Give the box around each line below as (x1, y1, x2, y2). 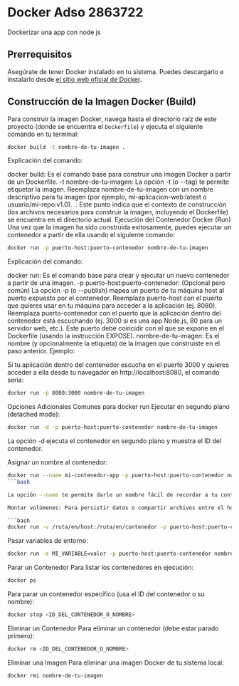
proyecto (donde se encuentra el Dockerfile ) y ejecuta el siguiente (7, 122, 203, 130)
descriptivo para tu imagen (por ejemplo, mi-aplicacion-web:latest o (7, 193, 207, 202)
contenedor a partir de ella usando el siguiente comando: (7, 231, 176, 239)
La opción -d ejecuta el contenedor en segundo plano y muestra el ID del (7, 437, 222, 445)
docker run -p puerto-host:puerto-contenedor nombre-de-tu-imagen (7, 244, 208, 251)
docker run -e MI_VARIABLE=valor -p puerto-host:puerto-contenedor (7, 550, 212, 558)
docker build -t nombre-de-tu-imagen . (7, 143, 126, 150)
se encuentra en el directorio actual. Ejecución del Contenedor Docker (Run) (7, 215, 231, 224)
